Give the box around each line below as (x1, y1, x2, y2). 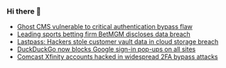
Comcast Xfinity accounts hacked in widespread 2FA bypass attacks (16, 52, 218, 61)
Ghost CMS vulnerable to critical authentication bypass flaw (16, 23, 193, 31)
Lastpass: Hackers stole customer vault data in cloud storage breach (16, 38, 219, 46)
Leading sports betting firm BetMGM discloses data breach (16, 30, 191, 38)
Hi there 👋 (6, 6, 42, 16)
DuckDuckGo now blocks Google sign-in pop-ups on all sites (16, 45, 196, 54)
